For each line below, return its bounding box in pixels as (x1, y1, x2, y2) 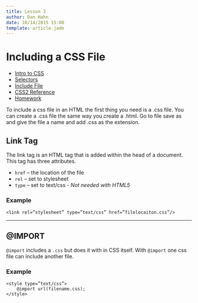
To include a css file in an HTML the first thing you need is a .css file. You (6, 106, 184, 114)
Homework (14, 95, 42, 102)
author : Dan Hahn (6, 14, 49, 20)
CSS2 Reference (14, 89, 55, 96)
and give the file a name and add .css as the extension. (6, 119, 140, 126)
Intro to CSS (14, 70, 44, 77)
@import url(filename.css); (16, 286, 85, 292)
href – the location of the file (14, 169, 84, 176)
